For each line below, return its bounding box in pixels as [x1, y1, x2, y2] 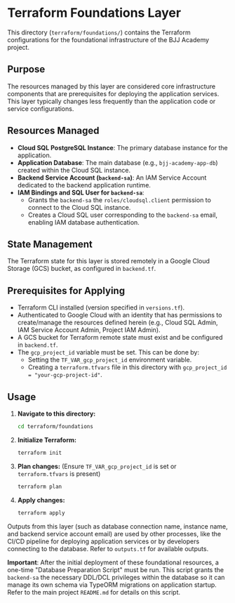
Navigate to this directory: [17, 409, 96, 418]
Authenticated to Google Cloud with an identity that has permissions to [17, 311, 222, 319]
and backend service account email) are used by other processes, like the [7, 529, 222, 538]
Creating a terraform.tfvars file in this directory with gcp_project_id [27, 363, 227, 371]
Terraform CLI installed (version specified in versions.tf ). [17, 303, 184, 312]
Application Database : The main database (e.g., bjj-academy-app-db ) [17, 158, 219, 166]
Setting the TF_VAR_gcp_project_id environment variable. [27, 356, 192, 364]
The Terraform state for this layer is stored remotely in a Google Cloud [7, 257, 210, 265]
